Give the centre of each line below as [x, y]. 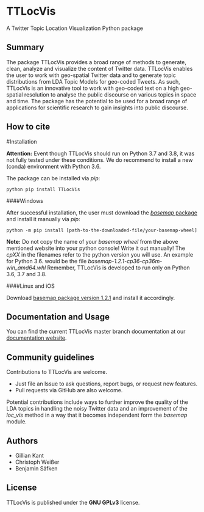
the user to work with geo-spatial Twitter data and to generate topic [91, 75]
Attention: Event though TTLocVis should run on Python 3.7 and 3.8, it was [100, 153]
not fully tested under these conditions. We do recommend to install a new [100, 159]
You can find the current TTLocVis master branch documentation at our [96, 332]
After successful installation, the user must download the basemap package [102, 213]
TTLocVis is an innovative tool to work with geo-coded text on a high [93, 88]
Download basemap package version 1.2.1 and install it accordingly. [91, 298]
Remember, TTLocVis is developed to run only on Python [118, 268]
